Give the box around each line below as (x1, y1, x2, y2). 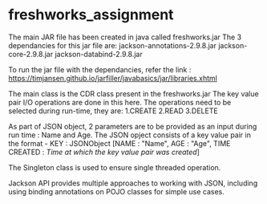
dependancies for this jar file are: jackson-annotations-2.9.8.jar (8, 40, 216, 50)
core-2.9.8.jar (8, 49, 54, 59)
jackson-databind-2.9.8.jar (55, 49, 143, 59)
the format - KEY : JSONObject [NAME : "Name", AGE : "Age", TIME (8, 138, 231, 148)
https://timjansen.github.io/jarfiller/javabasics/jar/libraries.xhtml (8, 73, 218, 83)
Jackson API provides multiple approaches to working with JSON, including (8, 178, 258, 188)
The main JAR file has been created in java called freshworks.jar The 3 (8, 32, 242, 42)
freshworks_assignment (8, 6, 174, 24)
